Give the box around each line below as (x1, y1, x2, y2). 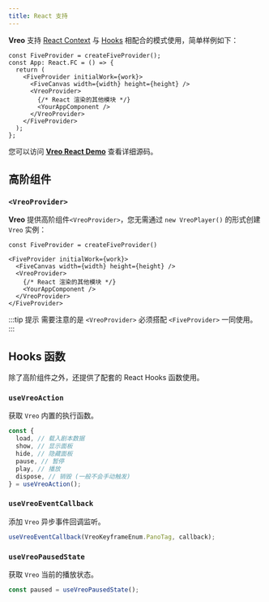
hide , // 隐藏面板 (15, 450, 73, 458)
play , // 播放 (15, 465, 61, 473)
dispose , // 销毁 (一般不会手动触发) (15, 472, 131, 480)
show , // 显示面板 (15, 442, 73, 451)
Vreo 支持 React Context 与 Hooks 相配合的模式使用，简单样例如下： (8, 35, 239, 45)
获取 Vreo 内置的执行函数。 (8, 411, 99, 421)
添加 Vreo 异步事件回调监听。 (8, 517, 105, 526)
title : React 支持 (8, 11, 68, 20)
